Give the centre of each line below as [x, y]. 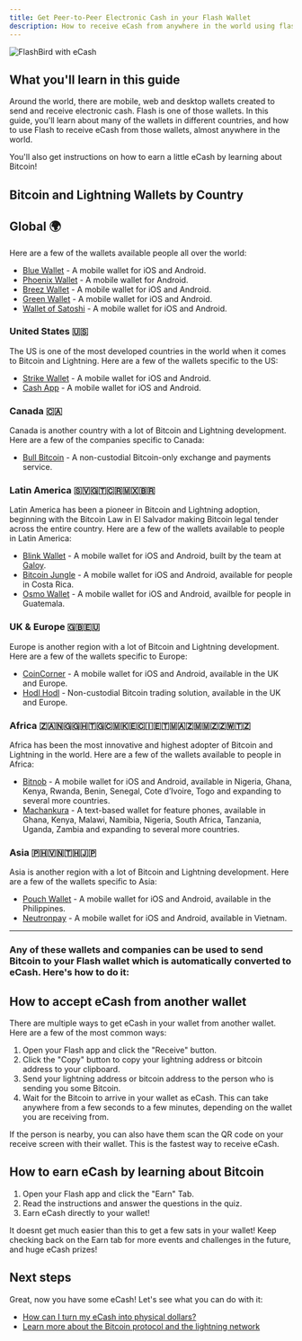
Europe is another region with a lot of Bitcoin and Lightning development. [145, 646]
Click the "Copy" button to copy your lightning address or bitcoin [142, 1060]
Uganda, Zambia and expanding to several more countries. [131, 829]
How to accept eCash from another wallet [128, 1002]
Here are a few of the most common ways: [88, 1033]
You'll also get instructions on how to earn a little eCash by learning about [146, 157]
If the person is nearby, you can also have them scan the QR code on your [147, 1134]
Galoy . [34, 565]
